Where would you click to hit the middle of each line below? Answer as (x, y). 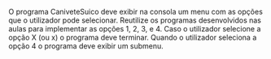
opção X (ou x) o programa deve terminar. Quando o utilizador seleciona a (133, 37)
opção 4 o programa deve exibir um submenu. (86, 46)
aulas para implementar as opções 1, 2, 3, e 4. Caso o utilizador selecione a (135, 29)
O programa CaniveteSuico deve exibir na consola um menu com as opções (135, 12)
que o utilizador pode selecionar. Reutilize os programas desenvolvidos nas (135, 20)
